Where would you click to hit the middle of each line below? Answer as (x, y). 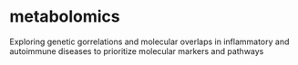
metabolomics (65, 17)
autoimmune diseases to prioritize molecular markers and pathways (137, 51)
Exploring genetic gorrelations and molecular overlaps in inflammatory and (149, 42)
